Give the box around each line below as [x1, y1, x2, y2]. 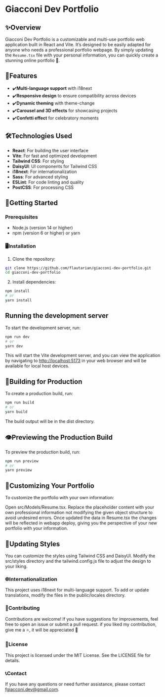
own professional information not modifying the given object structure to [5, 510, 153, 516]
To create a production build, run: [5, 391, 73, 397]
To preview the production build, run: [5, 449, 81, 455]
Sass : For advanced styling [12, 174, 68, 179]
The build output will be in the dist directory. [5, 418, 95, 424]
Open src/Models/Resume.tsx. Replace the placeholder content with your [5, 504, 155, 510]
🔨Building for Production [5, 377, 82, 386]
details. [5, 657, 20, 663]
